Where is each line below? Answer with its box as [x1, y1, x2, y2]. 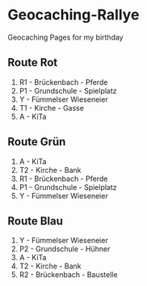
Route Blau [7, 214, 64, 228]
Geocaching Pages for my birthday [7, 32, 124, 42]
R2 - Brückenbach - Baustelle [19, 270, 118, 280]
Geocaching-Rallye [7, 6, 140, 24]
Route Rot [7, 56, 58, 69]
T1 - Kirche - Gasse [19, 103, 84, 112]
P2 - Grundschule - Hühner [19, 244, 111, 254]
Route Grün [7, 135, 66, 149]
